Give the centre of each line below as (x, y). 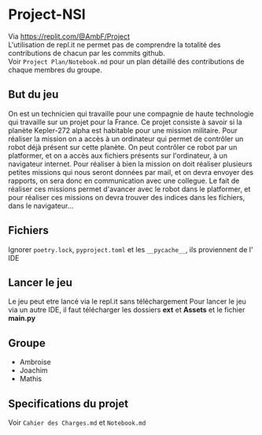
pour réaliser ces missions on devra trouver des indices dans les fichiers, (127, 197)
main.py (22, 318)
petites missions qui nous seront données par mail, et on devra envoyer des (131, 172)
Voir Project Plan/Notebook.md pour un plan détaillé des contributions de (126, 61)
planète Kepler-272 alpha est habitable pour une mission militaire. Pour (123, 130)
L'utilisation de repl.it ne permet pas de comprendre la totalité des (114, 44)
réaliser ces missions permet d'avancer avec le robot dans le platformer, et (129, 189)
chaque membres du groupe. (55, 69)
